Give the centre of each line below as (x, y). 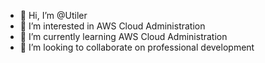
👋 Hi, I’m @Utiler (53, 15)
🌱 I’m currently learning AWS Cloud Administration (123, 36)
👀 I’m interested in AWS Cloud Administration (112, 26)
